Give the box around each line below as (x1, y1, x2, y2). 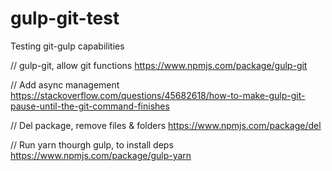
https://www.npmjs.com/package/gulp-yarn (10, 149, 192, 161)
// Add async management (10, 78, 120, 91)
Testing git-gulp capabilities (10, 40, 125, 52)
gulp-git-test (10, 7, 120, 30)
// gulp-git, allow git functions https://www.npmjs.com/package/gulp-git (10, 59, 308, 71)
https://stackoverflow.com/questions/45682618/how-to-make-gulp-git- (10, 89, 306, 101)
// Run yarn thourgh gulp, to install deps (10, 138, 174, 151)
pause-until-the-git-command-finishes (10, 100, 170, 112)
